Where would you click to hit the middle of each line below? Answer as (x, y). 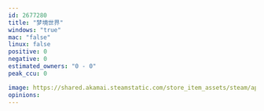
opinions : (24, 95)
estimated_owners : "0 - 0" (52, 66)
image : (19, 88)
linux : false (29, 45)
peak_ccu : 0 (27, 73)
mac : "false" (29, 37)
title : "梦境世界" (36, 23)
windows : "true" (35, 30)
